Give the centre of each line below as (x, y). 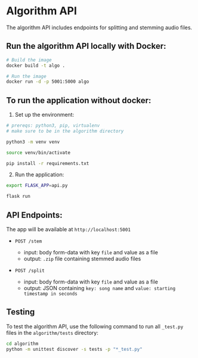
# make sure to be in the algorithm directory (65, 131)
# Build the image (29, 60)
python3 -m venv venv (33, 142)
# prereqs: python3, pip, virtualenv (53, 126)
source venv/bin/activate (38, 152)
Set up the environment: (44, 115)
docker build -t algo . (36, 66)
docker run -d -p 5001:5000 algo (48, 82)
